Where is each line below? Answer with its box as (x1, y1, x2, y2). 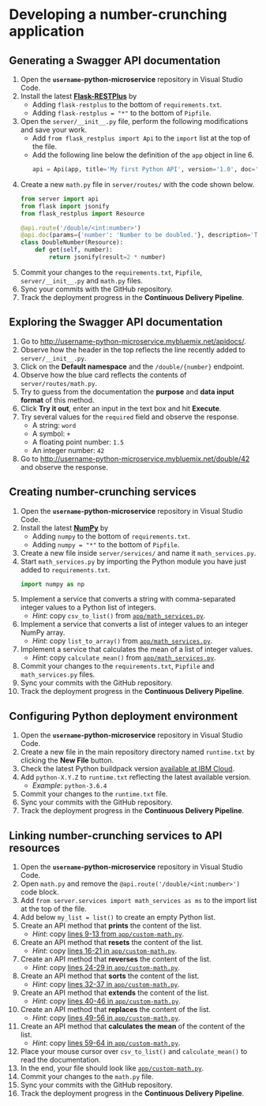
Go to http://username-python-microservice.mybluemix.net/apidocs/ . (20, 336, 247, 346)
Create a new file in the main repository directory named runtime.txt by (20, 748, 255, 757)
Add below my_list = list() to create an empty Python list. (20, 913, 216, 921)
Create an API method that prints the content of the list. (20, 921, 202, 930)
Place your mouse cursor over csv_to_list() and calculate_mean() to (20, 1047, 248, 1055)
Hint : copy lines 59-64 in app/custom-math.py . (32, 1038, 181, 1048)
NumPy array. (20, 628, 66, 637)
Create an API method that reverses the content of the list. (20, 954, 212, 964)
